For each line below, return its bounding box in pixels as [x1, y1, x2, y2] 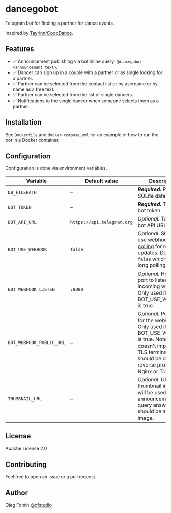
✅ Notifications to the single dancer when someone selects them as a [12, 97, 159, 104]
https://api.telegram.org [70, 219, 133, 225]
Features [5, 44, 34, 54]
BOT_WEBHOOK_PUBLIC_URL [8, 340, 66, 346]
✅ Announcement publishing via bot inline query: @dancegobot [12, 58, 142, 64]
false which [137, 256, 167, 263]
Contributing [5, 460, 47, 469]
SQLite [137, 192, 154, 200]
